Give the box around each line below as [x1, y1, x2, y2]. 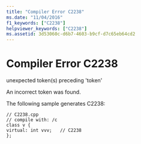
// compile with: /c [6, 117, 58, 123]
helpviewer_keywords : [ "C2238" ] [6, 25, 87, 32]
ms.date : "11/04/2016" [6, 14, 63, 20]
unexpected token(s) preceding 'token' [6, 77, 103, 84]
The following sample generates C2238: [6, 100, 106, 107]
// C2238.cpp [6, 112, 39, 118]
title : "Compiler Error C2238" [6, 8, 85, 15]
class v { [6, 122, 31, 128]
